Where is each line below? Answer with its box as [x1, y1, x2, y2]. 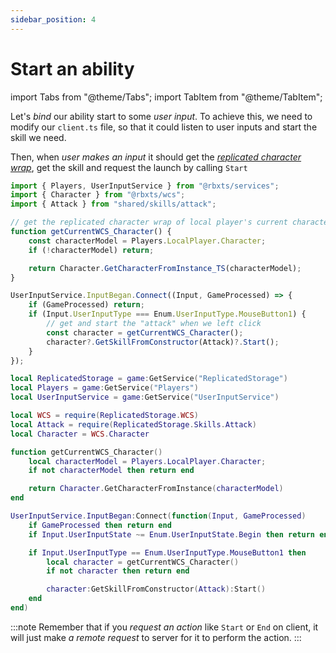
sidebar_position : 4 [10, 14, 97, 25]
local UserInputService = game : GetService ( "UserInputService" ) [10, 392, 280, 403]
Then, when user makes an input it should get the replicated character [10, 151, 302, 163]
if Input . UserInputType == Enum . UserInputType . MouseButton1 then [28, 547, 307, 558]
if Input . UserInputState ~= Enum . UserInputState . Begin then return [28, 529, 315, 540]
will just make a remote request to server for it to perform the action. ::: [10, 631, 302, 643]
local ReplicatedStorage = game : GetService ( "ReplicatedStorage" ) [10, 374, 288, 384]
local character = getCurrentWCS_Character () [46, 557, 240, 567]
